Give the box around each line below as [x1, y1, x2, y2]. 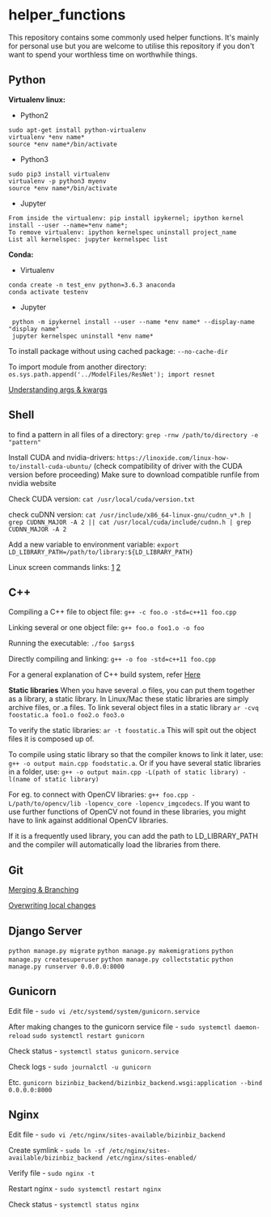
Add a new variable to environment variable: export [8, 539, 180, 549]
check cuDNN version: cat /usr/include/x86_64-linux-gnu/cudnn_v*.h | [8, 509, 252, 519]
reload [8, 1032, 31, 1040]
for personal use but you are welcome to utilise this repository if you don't [8, 40, 255, 50]
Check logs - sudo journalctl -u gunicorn [8, 1062, 151, 1071]
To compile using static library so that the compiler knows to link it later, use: [8, 750, 264, 760]
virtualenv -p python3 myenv [8, 177, 107, 185]
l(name [8, 776, 31, 784]
